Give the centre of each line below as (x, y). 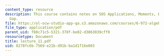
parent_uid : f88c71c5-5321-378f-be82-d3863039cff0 (58, 32)
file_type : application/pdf (34, 28)
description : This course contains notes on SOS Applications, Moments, (81, 14)
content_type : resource (29, 9)
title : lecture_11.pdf (28, 41)
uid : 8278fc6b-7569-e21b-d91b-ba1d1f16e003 (50, 46)
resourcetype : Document (29, 37)
